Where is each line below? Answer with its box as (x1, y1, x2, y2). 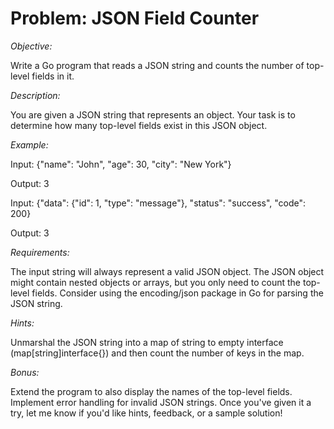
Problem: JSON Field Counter (10, 7, 260, 30)
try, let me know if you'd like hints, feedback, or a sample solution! (10, 407, 283, 419)
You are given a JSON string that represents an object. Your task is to (10, 108, 296, 121)
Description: (10, 89, 61, 101)
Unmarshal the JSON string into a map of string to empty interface (10, 336, 284, 348)
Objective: (10, 40, 53, 52)
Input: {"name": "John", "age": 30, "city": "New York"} (10, 158, 232, 170)
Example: (10, 138, 49, 151)
